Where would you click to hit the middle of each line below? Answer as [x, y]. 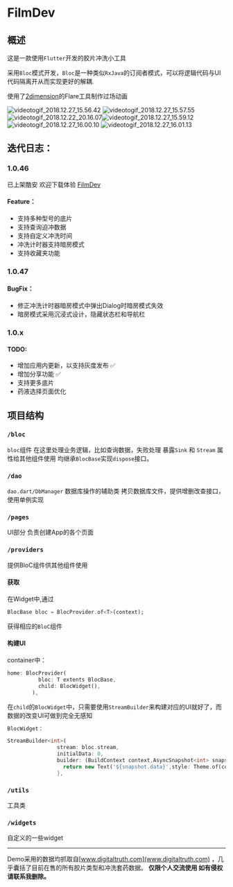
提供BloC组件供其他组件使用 [48, 565]
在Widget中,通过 [31, 598]
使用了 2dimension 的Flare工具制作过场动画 [68, 96]
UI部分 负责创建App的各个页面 [50, 533]
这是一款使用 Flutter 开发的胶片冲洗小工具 [67, 58]
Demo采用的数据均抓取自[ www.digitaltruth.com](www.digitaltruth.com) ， [113, 859]
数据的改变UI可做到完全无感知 [50, 715]
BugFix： [20, 289]
